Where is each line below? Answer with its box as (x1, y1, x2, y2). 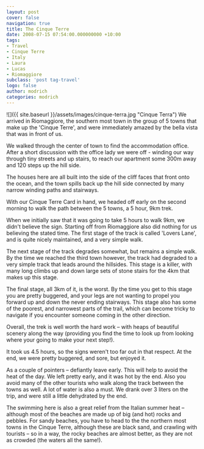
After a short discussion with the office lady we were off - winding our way (6, 148, 194, 156)
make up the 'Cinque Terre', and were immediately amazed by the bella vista (6, 123, 198, 131)
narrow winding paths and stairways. (6, 186, 99, 193)
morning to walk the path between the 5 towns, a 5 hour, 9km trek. (6, 204, 174, 212)
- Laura (6, 60, 26, 66)
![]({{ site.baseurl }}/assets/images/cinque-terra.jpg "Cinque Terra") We (6, 110, 187, 118)
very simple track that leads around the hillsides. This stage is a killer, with (6, 260, 193, 268)
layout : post (6, 9, 40, 15)
